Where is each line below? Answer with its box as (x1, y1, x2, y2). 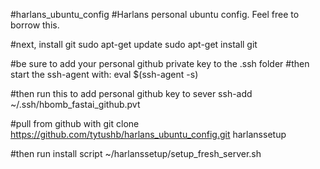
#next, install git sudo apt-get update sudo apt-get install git (10, 39, 258, 50)
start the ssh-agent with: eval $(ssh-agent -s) (10, 69, 199, 80)
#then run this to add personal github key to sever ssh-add (10, 88, 253, 99)
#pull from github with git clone (10, 118, 140, 129)
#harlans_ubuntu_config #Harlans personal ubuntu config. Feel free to (10, 9, 300, 20)
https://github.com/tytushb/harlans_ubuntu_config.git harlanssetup (10, 129, 287, 140)
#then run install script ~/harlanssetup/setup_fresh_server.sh (10, 148, 262, 159)
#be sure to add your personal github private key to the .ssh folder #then (10, 58, 310, 69)
